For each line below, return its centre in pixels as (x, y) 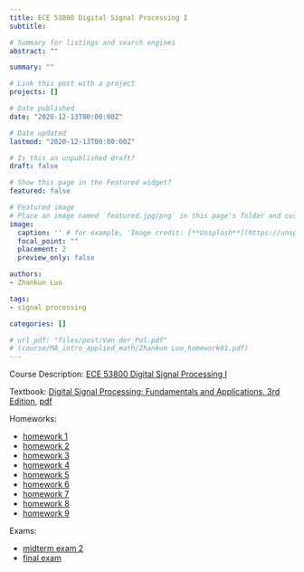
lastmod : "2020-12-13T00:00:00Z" (72, 141)
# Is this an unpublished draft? (72, 158)
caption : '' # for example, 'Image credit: (100, 233)
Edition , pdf (31, 401)
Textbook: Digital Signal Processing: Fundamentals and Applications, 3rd (145, 392)
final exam (42, 558)
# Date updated (38, 133)
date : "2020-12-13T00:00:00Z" (66, 117)
